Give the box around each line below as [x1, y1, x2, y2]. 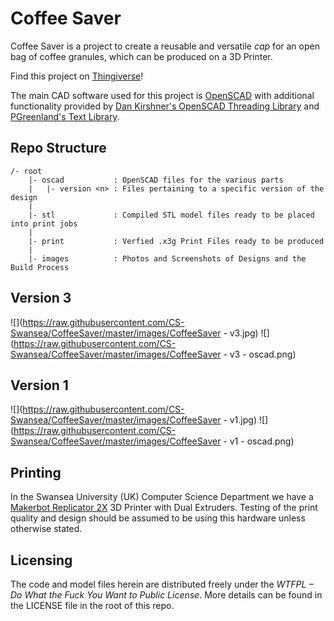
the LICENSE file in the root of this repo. [10, 600, 175, 611]
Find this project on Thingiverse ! [10, 70, 144, 82]
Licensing [10, 552, 73, 569]
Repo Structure [10, 140, 107, 157]
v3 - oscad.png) [229, 348, 297, 360]
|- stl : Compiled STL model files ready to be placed [28, 210, 315, 220]
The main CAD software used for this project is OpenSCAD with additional [10, 89, 315, 101]
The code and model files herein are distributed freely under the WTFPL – [10, 578, 314, 590]
